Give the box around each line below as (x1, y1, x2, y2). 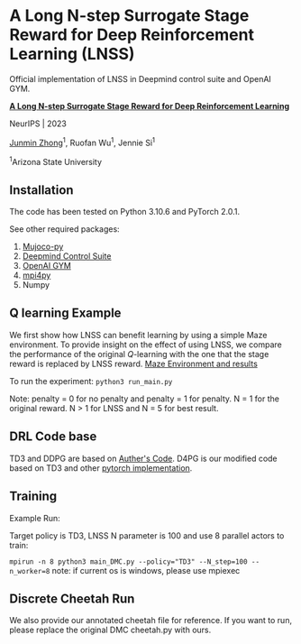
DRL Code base (9, 429, 97, 445)
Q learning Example (9, 306, 122, 321)
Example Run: (9, 512, 60, 523)
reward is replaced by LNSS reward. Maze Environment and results (9, 358, 259, 369)
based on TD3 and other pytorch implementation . (9, 462, 193, 474)
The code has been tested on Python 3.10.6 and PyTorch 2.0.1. (9, 207, 241, 217)
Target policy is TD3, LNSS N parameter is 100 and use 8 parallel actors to (9, 529, 285, 541)
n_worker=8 (9, 566, 50, 575)
